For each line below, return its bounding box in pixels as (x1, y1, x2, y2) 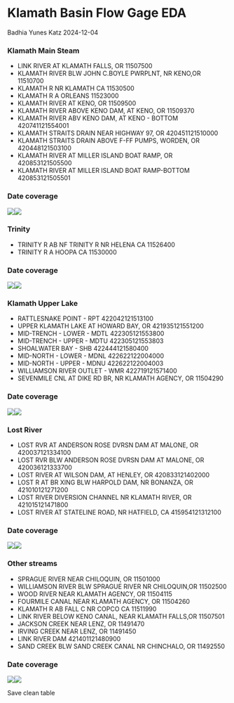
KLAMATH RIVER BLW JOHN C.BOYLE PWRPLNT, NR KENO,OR (17, 69, 201, 78)
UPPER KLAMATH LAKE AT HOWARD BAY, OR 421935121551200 (17, 322, 205, 330)
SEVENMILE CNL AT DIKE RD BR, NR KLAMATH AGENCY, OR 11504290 (17, 374, 224, 382)
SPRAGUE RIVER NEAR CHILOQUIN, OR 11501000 (17, 574, 160, 583)
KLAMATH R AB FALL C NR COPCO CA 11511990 (17, 605, 157, 613)
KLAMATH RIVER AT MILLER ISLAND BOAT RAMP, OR (17, 151, 173, 160)
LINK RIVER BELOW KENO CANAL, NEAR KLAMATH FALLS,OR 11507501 (17, 612, 225, 620)
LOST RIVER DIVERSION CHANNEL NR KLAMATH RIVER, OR (17, 494, 192, 502)
